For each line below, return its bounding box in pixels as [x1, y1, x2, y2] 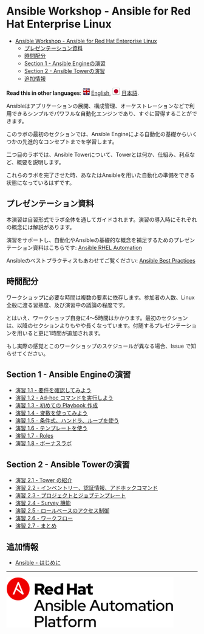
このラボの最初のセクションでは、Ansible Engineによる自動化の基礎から [6, 130, 187, 137]
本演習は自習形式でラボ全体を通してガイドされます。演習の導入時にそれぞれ [6, 216, 197, 223]
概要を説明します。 [16, 158, 64, 165]
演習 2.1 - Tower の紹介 [15, 477, 73, 484]
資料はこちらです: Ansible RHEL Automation [32, 244, 143, 251]
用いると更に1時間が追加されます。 [16, 329, 104, 337]
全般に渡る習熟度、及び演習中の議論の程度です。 [6, 301, 129, 308]
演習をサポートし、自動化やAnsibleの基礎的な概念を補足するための [6, 236, 174, 244]
